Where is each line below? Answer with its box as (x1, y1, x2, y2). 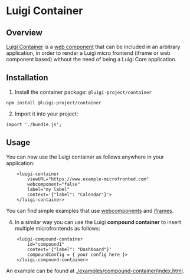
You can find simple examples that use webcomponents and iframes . (6, 207, 174, 214)
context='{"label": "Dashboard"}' (27, 246, 112, 252)
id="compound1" (27, 241, 65, 247)
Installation (6, 73, 48, 83)
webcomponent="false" (27, 181, 81, 187)
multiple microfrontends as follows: (14, 225, 100, 232)
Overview (6, 28, 43, 38)
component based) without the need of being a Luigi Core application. (6, 56, 177, 62)
